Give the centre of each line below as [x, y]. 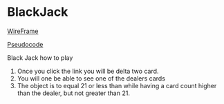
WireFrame [23, 31]
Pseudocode [25, 44]
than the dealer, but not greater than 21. [73, 93]
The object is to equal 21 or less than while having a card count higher [117, 85]
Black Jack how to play [40, 58]
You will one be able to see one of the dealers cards [91, 78]
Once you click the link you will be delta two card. [88, 71]
